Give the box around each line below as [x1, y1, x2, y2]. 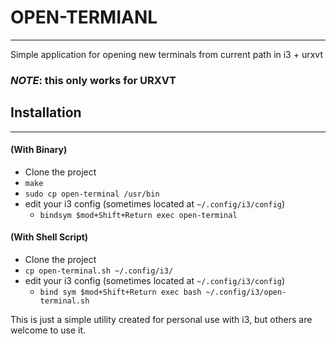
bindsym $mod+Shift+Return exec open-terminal [39, 210, 238, 220]
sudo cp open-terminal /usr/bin [24, 189, 160, 199]
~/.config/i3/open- [205, 287, 287, 298]
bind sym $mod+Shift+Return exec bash [39, 287, 202, 298]
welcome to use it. [10, 324, 87, 336]
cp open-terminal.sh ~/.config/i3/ [24, 266, 174, 276]
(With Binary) [10, 144, 68, 156]
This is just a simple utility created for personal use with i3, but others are [10, 314, 313, 326]
